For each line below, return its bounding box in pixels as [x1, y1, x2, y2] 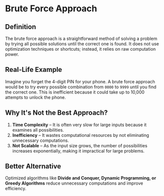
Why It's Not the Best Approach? [5, 109, 108, 117]
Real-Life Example [5, 65, 63, 74]
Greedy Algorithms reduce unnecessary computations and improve [5, 180, 143, 186]
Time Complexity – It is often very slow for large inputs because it [12, 122, 147, 128]
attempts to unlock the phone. [5, 94, 66, 100]
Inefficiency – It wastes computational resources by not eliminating [12, 132, 149, 138]
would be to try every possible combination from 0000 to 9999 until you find [5, 84, 157, 90]
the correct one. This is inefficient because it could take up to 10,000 [5, 89, 145, 95]
